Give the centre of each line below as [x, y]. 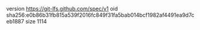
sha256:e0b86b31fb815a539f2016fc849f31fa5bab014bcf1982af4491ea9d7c [100, 15]
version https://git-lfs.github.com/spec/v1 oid [62, 9]
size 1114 [36, 21]
